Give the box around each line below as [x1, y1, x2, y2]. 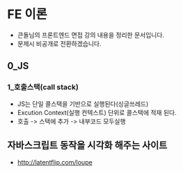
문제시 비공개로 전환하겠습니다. [17, 39, 102, 47]
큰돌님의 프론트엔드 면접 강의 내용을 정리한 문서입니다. [17, 31, 165, 39]
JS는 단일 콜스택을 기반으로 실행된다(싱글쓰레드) [17, 99, 149, 108]
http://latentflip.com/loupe [17, 158, 93, 167]
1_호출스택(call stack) [7, 82, 79, 92]
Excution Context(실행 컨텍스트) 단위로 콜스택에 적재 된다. [17, 108, 177, 116]
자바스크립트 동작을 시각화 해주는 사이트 [7, 140, 168, 151]
